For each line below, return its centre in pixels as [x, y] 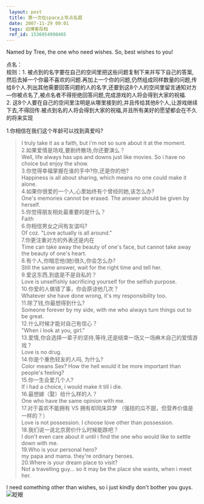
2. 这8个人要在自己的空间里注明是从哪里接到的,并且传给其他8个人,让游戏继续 [102, 103]
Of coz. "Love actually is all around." [66, 233]
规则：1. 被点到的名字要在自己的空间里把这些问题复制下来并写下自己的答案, [100, 72]
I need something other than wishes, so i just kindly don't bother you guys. [100, 488]
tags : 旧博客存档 [29, 29]
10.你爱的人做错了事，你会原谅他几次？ [70, 289]
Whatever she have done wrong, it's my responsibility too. [94, 296]
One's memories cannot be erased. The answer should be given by [105, 198]
